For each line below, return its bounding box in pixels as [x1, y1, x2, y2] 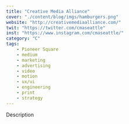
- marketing [16, 57, 46, 63]
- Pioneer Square [16, 47, 59, 52]
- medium [16, 52, 38, 58]
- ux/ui [16, 79, 35, 85]
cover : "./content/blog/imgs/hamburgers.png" [6, 14, 118, 20]
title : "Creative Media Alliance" [6, 8, 90, 15]
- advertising [16, 62, 51, 69]
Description [6, 111, 34, 118]
